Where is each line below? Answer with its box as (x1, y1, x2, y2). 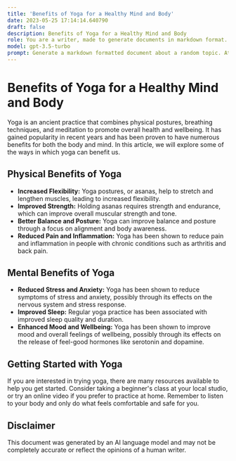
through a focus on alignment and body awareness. (17, 224, 167, 233)
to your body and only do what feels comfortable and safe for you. (7, 399, 199, 408)
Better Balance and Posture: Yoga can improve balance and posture (17, 216, 216, 225)
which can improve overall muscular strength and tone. (17, 209, 177, 218)
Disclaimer (7, 420, 55, 431)
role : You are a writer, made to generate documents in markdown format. (7, 37, 228, 44)
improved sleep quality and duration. (17, 316, 124, 324)
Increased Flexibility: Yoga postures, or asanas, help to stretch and (17, 187, 214, 195)
